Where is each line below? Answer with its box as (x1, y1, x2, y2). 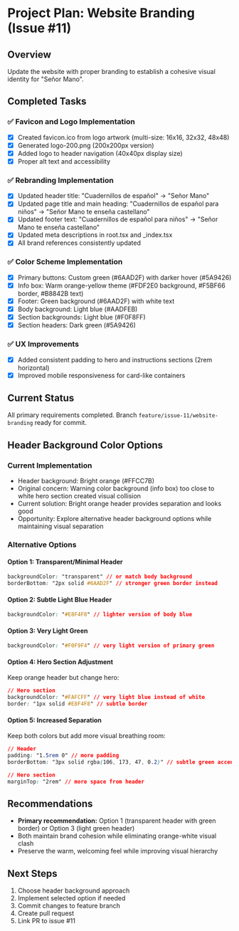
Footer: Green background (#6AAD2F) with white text (17, 297, 175, 305)
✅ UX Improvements (7, 340, 80, 349)
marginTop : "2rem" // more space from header (7, 778, 144, 785)
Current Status (7, 392, 75, 404)
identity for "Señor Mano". (7, 75, 84, 83)
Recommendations (7, 797, 93, 809)
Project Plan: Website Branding (7, 5, 196, 21)
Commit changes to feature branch (17, 902, 121, 910)
